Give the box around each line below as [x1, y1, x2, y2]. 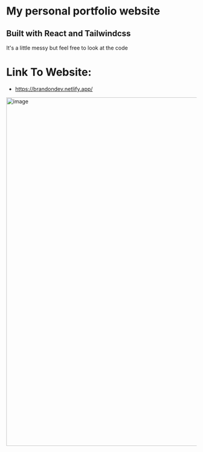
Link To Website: [6, 65, 92, 79]
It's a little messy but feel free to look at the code [6, 44, 128, 51]
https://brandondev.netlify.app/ [14, 85, 93, 92]
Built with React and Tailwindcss [6, 28, 131, 39]
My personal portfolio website [6, 4, 160, 18]
